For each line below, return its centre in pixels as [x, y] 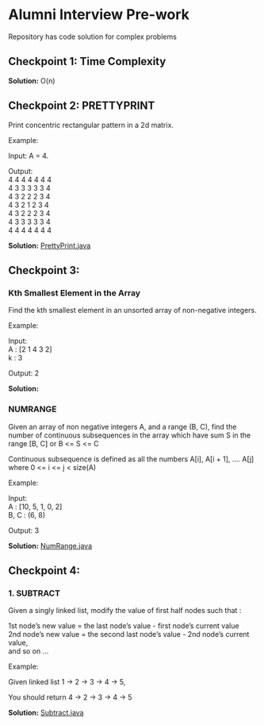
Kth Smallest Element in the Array [75, 293]
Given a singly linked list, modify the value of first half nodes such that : [125, 611]
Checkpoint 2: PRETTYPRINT [82, 106]
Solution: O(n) [32, 80]
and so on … [29, 651]
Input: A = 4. [29, 156]
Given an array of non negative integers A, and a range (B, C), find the [122, 426]
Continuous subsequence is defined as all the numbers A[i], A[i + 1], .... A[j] [131, 459]
